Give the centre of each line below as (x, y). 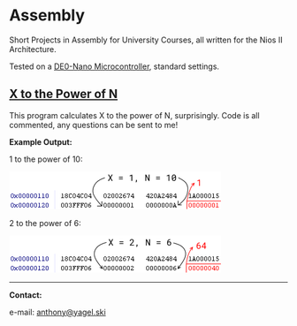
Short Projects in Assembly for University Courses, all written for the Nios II (146, 40)
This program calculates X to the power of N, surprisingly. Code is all (134, 115)
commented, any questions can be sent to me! (94, 125)
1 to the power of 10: (46, 159)
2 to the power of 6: (45, 223)
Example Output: (41, 141)
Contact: (26, 295)
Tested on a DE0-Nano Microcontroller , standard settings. (114, 66)
